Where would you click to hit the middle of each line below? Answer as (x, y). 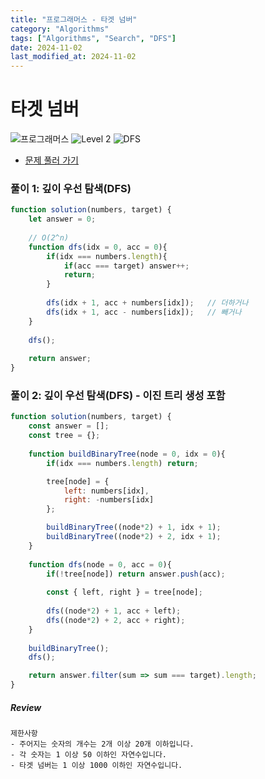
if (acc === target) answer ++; (126, 266)
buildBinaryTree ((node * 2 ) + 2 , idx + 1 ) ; (134, 537)
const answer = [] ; (69, 426)
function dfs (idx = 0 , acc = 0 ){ (98, 247)
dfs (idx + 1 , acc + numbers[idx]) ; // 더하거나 (147, 303)
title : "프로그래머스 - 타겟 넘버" (74, 19)
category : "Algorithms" (60, 29)
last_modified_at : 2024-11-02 (73, 57)
